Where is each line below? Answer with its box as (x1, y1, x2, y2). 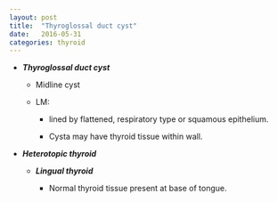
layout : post (9, 12, 58, 22)
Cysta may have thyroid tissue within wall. (48, 131, 203, 142)
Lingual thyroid (35, 166, 94, 176)
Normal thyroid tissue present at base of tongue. (48, 183, 227, 194)
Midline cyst (35, 79, 80, 90)
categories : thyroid (9, 37, 86, 47)
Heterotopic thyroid (21, 149, 97, 159)
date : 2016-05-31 (9, 29, 82, 38)
